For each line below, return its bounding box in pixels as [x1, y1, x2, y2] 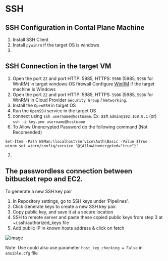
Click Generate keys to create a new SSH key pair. [12, 203, 117, 209]
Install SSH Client [12, 36, 49, 42]
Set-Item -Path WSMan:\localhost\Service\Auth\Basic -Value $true [5, 139, 148, 144]
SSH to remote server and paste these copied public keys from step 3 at [12, 214, 163, 220]
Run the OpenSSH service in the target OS [12, 107, 96, 114]
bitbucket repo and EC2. [5, 175, 83, 184]
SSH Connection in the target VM [5, 62, 111, 71]
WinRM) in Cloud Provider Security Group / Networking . [12, 97, 128, 103]
